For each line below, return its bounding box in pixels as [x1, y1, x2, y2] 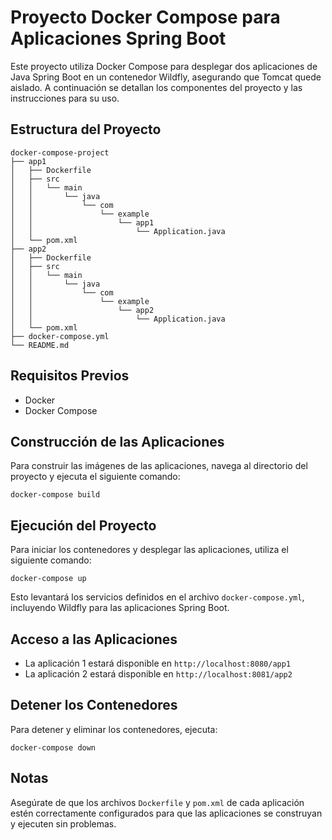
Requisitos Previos [10, 367, 130, 385]
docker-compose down [10, 742, 97, 753]
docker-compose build [10, 490, 101, 500]
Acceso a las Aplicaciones [10, 631, 178, 648]
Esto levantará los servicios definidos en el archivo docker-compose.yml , [10, 591, 305, 603]
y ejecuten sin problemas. [10, 817, 117, 830]
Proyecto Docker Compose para [10, 6, 281, 29]
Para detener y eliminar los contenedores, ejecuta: [10, 723, 218, 735]
